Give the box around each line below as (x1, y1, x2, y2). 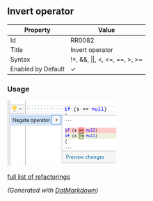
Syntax (10, 55, 31, 64)
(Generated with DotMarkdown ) (7, 186, 99, 195)
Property (24, 26, 51, 34)
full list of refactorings (7, 173, 71, 181)
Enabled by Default (10, 65, 65, 73)
